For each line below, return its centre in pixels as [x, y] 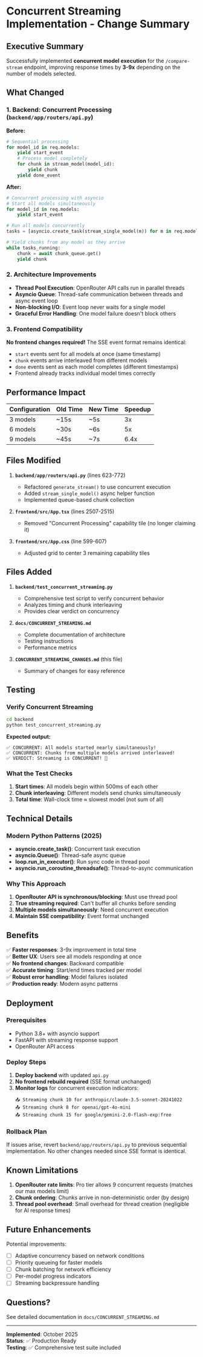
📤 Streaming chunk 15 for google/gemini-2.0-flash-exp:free [93, 1115]
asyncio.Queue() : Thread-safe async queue [70, 855]
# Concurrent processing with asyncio [55, 198]
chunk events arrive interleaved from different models [81, 360]
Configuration [30, 409]
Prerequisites [26, 1020]
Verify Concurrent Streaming [50, 707]
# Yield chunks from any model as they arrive [66, 242]
